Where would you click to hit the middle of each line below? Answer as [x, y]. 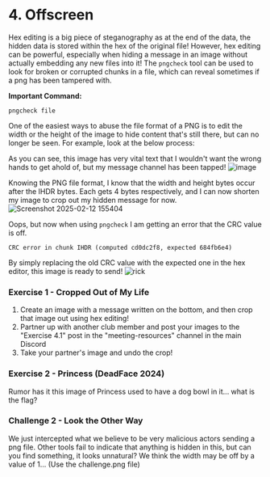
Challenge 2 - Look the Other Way [76, 420]
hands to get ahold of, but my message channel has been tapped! [117, 167]
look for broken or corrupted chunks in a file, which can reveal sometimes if [134, 71]
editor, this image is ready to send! [66, 271]
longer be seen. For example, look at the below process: [102, 142]
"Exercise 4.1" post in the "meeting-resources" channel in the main [131, 336]
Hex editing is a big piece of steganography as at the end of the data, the [130, 37]
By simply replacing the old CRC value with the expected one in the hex [127, 262]
